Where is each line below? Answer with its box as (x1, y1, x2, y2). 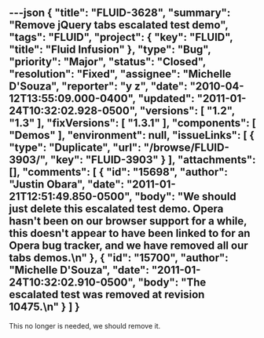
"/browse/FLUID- (143, 141, 230, 154)
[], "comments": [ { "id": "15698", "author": (9, 165, 229, 179)
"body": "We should (134, 190, 236, 203)
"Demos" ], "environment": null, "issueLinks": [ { (9, 129, 255, 142)
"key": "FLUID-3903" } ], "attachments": (50, 153, 256, 167)
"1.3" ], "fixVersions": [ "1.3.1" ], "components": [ (9, 117, 256, 130)
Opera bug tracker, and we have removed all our (9, 239, 248, 253)
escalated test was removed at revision (9, 288, 205, 301)
